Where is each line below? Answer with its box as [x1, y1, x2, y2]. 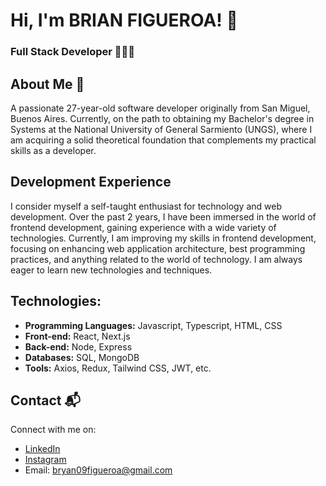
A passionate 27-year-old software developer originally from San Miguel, [10, 102, 311, 114]
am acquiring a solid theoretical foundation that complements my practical [10, 134, 317, 146]
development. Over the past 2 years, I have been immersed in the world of [10, 210, 317, 223]
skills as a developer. [10, 144, 97, 156]
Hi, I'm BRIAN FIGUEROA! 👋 [10, 9, 238, 32]
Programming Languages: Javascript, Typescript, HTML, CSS [24, 319, 283, 331]
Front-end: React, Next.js [24, 330, 131, 342]
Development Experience [10, 174, 172, 191]
